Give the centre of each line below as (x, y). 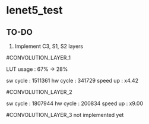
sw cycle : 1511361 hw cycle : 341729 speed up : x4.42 (72, 81)
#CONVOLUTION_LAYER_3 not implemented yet (65, 115)
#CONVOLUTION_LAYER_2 (39, 92)
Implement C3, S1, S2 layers (49, 46)
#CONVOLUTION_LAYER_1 (39, 58)
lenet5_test (34, 10)
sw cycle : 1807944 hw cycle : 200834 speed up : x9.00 (75, 103)
